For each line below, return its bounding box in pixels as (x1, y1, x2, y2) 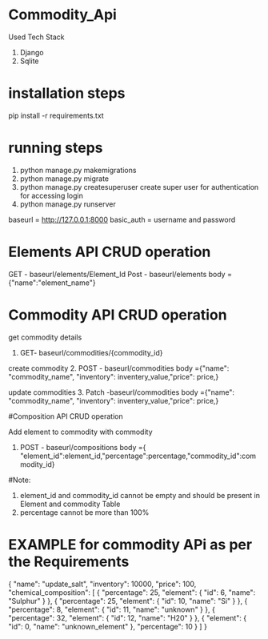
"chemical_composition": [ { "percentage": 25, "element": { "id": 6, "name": (8, 587, 256, 597)
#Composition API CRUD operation (8, 411, 123, 421)
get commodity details (8, 332, 82, 342)
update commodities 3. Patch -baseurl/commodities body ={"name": (8, 387, 234, 397)
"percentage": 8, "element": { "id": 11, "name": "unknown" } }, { (8, 605, 216, 614)
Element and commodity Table (19, 499, 121, 508)
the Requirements (8, 553, 130, 570)
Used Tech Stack (8, 32, 65, 42)
